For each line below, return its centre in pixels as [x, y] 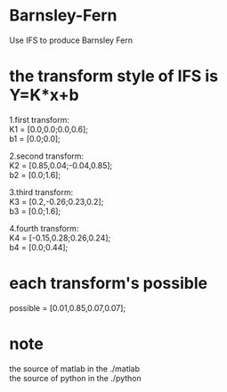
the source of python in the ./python [76, 378]
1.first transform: [39, 119]
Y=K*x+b [44, 95]
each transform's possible [108, 284]
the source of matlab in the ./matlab [75, 368]
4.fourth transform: [44, 228]
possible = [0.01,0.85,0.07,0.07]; [68, 307]
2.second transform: [47, 156]
